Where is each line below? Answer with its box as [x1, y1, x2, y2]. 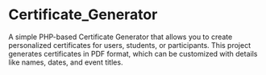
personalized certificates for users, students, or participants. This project [8, 40, 251, 49]
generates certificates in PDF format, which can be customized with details [8, 49, 258, 58]
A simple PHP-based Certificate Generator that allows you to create [8, 32, 233, 41]
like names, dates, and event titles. [8, 57, 123, 67]
